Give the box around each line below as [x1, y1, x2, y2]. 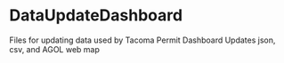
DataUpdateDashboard [9, 5, 183, 26]
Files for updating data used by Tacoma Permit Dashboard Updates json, [9, 35, 276, 45]
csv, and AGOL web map [9, 43, 101, 54]
